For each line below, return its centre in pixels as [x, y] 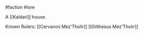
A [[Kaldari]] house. [26, 17]
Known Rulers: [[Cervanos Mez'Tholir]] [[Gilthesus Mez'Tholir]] [72, 26]
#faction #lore [20, 7]
